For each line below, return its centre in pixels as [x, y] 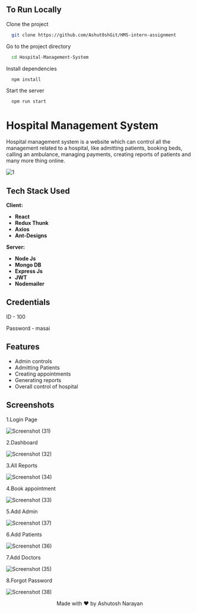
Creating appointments [43, 374]
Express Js [28, 271]
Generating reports [38, 380]
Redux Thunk [31, 223]
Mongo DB [28, 265]
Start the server [25, 91]
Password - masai [28, 328]
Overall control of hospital [46, 386]
